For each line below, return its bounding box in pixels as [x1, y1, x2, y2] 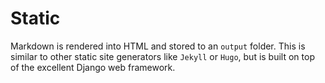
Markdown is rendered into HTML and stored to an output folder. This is [10, 40, 306, 52]
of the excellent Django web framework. [10, 61, 176, 73]
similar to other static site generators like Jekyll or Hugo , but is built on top [10, 50, 315, 62]
